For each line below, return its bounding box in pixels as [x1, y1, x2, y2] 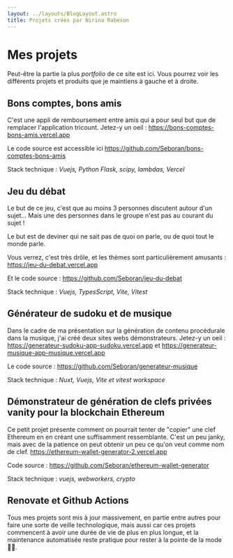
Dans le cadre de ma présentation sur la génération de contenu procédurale [7, 326, 225, 335]
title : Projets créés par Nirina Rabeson [7, 17, 130, 24]
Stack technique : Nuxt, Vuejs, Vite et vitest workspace [7, 375, 165, 384]
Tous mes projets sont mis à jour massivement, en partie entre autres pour [7, 513, 221, 522]
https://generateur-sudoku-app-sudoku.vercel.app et [7, 341, 160, 349]
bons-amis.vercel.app [7, 130, 70, 139]
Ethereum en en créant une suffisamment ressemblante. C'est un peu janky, [7, 432, 225, 441]
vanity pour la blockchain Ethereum [7, 407, 165, 418]
